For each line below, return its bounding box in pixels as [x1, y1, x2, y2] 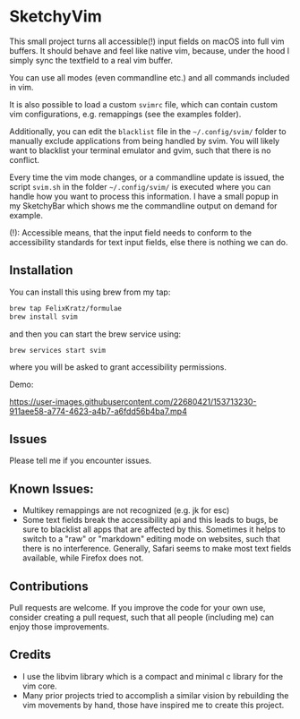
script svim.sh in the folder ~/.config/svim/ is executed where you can [9, 181, 271, 192]
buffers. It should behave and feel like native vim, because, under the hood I [9, 45, 290, 56]
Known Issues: [9, 481, 94, 496]
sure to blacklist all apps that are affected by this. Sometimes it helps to [21, 524, 286, 535]
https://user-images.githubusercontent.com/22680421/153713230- [9, 396, 257, 407]
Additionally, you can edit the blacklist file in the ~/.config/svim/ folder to [9, 125, 287, 136]
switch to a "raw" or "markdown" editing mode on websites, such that [21, 534, 280, 544]
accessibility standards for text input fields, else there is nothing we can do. [9, 236, 288, 247]
